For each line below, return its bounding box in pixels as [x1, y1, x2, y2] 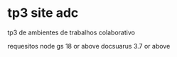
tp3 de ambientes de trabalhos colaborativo [7, 28, 135, 37]
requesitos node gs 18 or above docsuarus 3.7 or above [7, 42, 171, 50]
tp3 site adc [7, 5, 79, 21]
